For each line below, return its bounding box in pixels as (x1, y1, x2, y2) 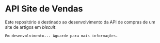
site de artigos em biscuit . (5, 24, 57, 30)
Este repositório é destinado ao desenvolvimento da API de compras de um (5, 19, 156, 25)
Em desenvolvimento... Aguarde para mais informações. (5, 33, 118, 38)
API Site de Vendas (5, 3, 83, 14)
